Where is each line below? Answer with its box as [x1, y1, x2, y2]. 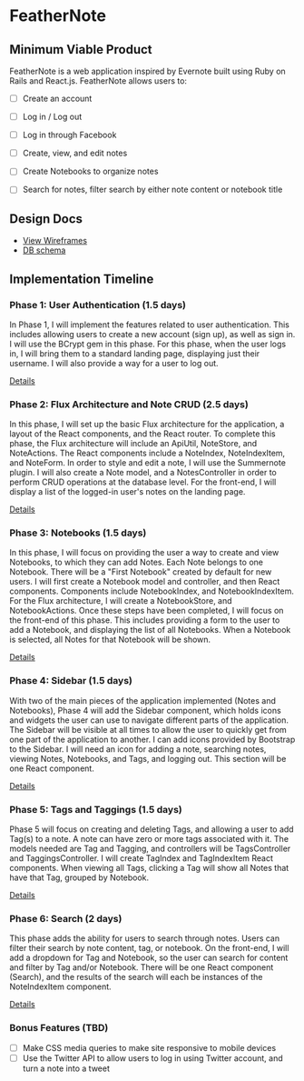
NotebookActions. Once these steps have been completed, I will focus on [9, 606, 284, 616]
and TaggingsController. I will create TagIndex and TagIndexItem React [9, 853, 274, 864]
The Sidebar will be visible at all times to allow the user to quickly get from [9, 724, 288, 735]
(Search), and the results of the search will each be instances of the [9, 972, 263, 983]
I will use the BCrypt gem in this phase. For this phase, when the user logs [9, 338, 287, 349]
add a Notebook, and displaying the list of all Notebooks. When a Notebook [9, 625, 291, 636]
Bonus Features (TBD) [9, 1022, 109, 1035]
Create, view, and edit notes [22, 147, 128, 159]
